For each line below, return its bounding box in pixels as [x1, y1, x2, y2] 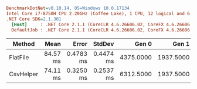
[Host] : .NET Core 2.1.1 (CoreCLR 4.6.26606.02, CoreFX [11, 22, 164, 27]
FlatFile [9, 54, 29, 62]
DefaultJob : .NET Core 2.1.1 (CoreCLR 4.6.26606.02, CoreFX [11, 27, 164, 33]
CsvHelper [9, 70, 39, 79]
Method [12, 40, 35, 48]
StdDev [93, 40, 114, 48]
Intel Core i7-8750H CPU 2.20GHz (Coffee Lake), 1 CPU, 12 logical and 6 [6, 10, 191, 16]
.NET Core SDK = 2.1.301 [6, 16, 62, 22]
